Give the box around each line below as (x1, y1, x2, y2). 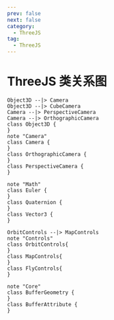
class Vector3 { (7, 211, 53, 218)
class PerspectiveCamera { (7, 163, 84, 170)
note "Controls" (7, 235, 53, 242)
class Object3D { (7, 121, 57, 128)
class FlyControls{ (7, 265, 63, 272)
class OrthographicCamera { (7, 150, 87, 158)
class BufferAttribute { (7, 301, 78, 308)
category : (7, 23, 35, 30)
